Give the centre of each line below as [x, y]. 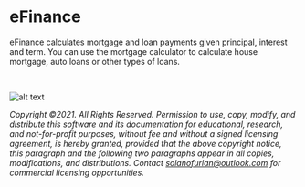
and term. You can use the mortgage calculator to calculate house [134, 51]
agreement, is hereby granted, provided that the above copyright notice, [146, 143]
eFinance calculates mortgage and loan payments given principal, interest [148, 42]
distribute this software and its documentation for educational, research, [146, 124]
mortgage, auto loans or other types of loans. [95, 61]
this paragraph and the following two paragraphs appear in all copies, [142, 153]
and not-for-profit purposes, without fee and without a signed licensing [144, 133]
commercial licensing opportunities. [77, 172]
